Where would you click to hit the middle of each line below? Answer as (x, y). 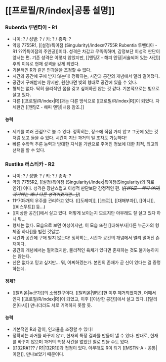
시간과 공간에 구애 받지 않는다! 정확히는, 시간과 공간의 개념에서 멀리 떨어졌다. (86, 76)
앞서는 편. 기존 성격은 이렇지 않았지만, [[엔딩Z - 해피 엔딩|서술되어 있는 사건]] (86, 57)
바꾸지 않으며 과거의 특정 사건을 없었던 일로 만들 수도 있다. (74, 342)
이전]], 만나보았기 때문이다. (38, 354)
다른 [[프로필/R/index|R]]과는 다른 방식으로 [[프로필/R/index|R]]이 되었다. (83, 101)
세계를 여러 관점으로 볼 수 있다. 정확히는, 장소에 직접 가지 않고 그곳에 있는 (83, 131)
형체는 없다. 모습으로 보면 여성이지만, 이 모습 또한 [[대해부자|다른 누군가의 (83, 225)
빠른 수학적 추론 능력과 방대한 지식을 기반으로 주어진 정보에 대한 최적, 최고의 (85, 144)
